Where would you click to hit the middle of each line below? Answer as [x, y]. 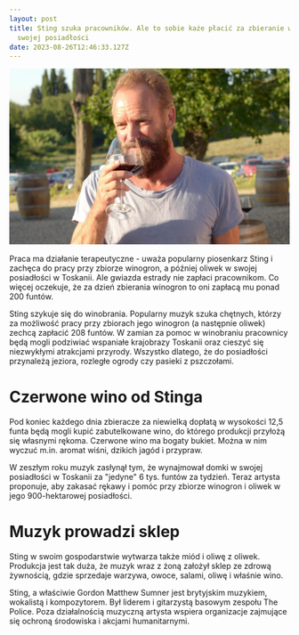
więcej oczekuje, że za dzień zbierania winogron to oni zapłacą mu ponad [145, 287]
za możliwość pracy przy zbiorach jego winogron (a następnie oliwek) [137, 323]
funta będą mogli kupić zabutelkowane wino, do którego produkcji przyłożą [147, 431]
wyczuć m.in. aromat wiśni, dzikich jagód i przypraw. [106, 451]
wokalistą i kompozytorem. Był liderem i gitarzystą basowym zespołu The [144, 602]
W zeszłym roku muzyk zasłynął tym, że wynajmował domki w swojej [136, 468]
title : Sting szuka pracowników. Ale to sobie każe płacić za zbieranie [147, 28]
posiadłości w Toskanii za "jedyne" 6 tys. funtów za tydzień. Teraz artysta [145, 477]
